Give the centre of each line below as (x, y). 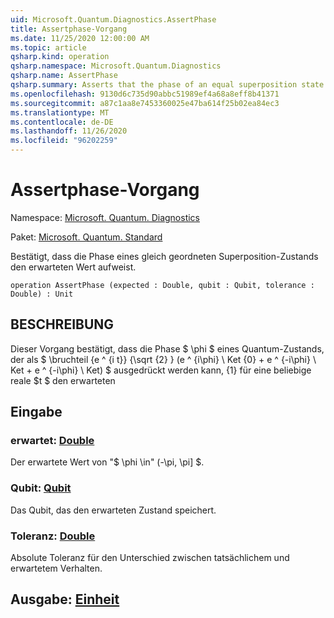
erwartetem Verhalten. (56, 568)
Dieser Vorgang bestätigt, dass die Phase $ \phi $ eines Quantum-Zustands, (167, 348)
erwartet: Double (52, 441)
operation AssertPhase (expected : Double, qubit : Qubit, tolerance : (162, 285)
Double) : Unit (42, 294)
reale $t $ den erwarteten (63, 380)
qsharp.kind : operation (60, 57)
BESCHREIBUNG (62, 324)
